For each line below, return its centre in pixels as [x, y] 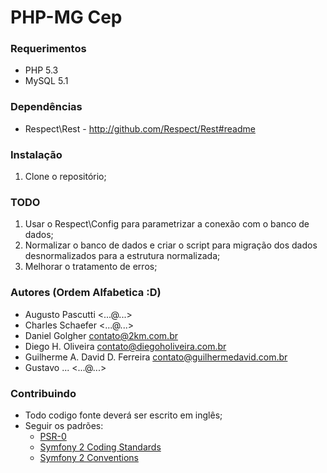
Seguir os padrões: [64, 425]
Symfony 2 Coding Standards [100, 447]
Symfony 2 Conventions [89, 457]
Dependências [46, 107]
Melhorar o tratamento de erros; [91, 267]
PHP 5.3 [41, 70]
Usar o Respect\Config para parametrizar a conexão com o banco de [167, 224]
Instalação [36, 154]
